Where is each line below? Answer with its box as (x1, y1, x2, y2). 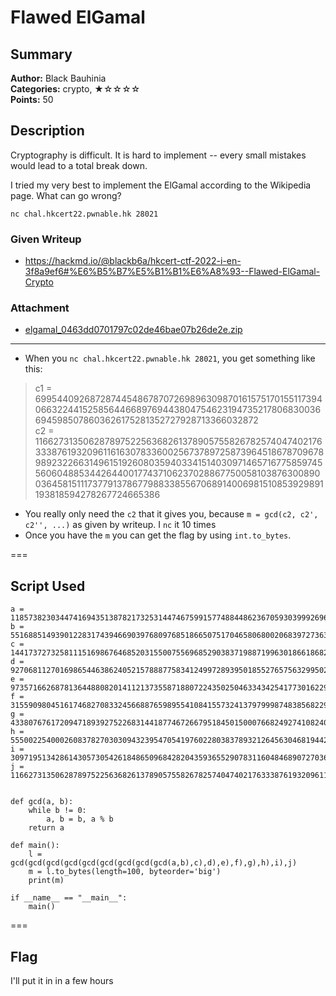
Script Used (10, 577, 86, 595)
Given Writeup (10, 232, 82, 246)
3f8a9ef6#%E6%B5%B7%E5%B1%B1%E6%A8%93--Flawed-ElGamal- (24, 266, 321, 278)
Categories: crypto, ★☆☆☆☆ (10, 83, 141, 95)
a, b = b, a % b (46, 814, 114, 825)
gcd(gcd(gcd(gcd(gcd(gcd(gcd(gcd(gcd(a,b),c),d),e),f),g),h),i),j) (10, 858, 298, 868)
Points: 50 (10, 94, 54, 105)
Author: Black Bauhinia (10, 72, 107, 84)
